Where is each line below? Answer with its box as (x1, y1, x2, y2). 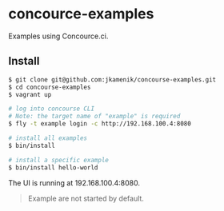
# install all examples (8, 134, 88, 142)
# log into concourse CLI (8, 105, 94, 113)
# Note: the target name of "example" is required (8, 113, 181, 121)
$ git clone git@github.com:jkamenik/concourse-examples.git (8, 75, 217, 84)
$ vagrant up (8, 90, 52, 98)
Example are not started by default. (27, 193, 144, 203)
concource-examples (8, 5, 154, 23)
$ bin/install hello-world (8, 163, 98, 172)
